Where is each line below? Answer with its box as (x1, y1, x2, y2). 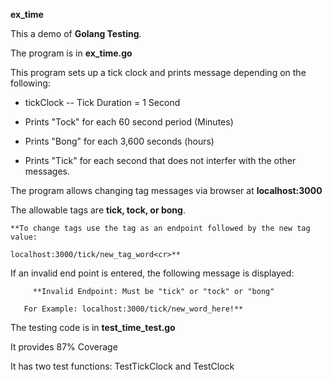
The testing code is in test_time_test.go (10, 322, 176, 333)
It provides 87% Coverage (10, 341, 118, 353)
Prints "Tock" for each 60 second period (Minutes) (24, 116, 234, 128)
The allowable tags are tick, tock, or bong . (10, 204, 186, 216)
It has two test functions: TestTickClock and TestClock (10, 360, 235, 372)
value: (10, 232, 38, 242)
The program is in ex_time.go (10, 47, 133, 59)
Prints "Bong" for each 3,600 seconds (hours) (24, 135, 215, 147)
